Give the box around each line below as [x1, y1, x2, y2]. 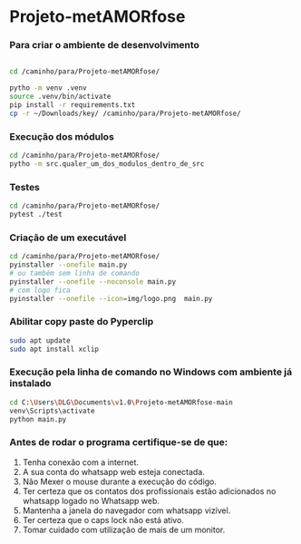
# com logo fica [9, 286, 71, 295]
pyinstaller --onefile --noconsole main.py [9, 277, 177, 287]
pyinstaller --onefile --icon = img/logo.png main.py [9, 294, 213, 303]
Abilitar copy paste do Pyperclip [9, 316, 154, 328]
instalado [9, 377, 52, 390]
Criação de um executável [9, 231, 127, 244]
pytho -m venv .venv [9, 83, 88, 92]
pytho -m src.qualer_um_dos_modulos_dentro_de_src [9, 160, 205, 169]
